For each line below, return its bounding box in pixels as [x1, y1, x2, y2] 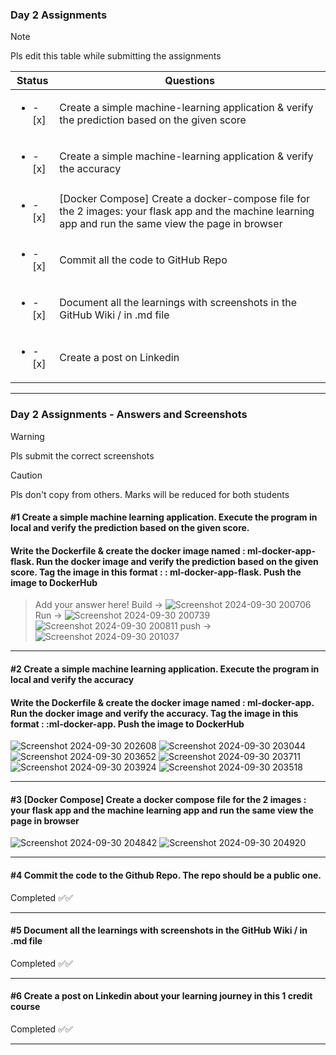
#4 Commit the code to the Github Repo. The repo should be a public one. [10, 869, 322, 881]
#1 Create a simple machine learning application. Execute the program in [10, 511, 318, 523]
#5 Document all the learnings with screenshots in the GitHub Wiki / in [10, 924, 308, 937]
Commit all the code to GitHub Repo [59, 253, 228, 267]
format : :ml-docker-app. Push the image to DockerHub [10, 718, 245, 730]
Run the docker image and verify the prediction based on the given [36, 555, 319, 567]
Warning [10, 430, 45, 442]
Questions [164, 74, 216, 88]
